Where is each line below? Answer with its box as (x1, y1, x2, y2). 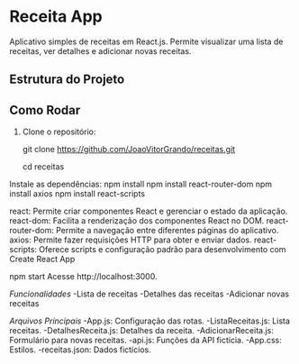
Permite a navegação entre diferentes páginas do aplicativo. (55, 225, 279, 236)
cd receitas (22, 161, 65, 172)
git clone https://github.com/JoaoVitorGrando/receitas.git (22, 144, 236, 155)
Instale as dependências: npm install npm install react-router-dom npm (9, 178, 273, 190)
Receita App (9, 6, 103, 27)
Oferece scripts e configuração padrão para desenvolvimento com (39, 244, 286, 255)
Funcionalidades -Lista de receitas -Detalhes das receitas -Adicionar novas (9, 288, 290, 299)
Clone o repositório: (22, 126, 96, 137)
